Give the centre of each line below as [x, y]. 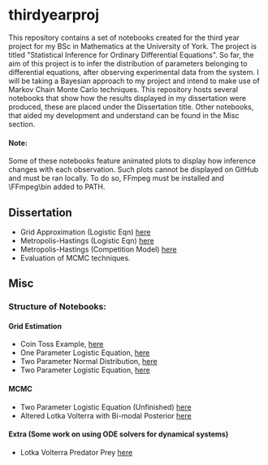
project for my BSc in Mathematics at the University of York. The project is [133, 46]
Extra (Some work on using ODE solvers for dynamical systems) [119, 434]
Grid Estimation [35, 326]
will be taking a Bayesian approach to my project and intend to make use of [134, 81]
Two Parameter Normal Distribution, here [89, 362]
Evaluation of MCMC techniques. [76, 257]
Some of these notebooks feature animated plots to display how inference [132, 161]
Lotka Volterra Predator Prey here [76, 452]
